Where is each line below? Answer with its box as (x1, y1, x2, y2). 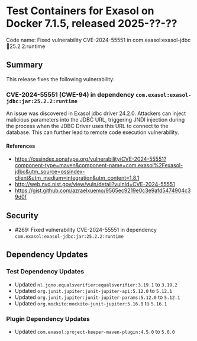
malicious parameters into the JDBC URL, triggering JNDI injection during (6, 116, 185, 123)
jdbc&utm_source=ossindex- (14, 168, 85, 176)
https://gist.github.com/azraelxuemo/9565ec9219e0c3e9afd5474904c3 (14, 187, 191, 194)
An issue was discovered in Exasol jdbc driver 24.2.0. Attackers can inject (6, 110, 186, 117)
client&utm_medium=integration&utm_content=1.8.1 (14, 174, 140, 181)
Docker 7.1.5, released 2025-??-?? (6, 17, 177, 30)
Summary (6, 60, 43, 70)
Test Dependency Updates (6, 267, 85, 276)
